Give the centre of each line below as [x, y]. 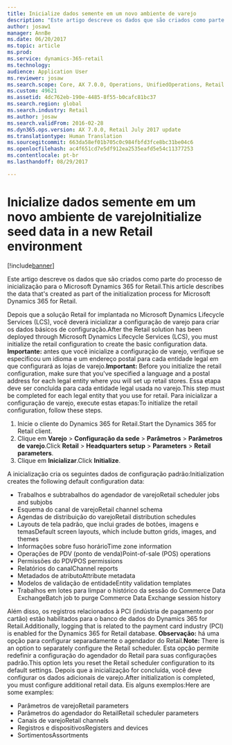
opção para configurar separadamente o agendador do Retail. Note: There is [116, 640]
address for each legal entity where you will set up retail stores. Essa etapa [114, 380]
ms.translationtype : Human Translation [65, 136]
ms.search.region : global [44, 104]
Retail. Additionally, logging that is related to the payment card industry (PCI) [115, 626]
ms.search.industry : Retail [48, 110]
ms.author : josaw [32, 116]
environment [45, 246]
